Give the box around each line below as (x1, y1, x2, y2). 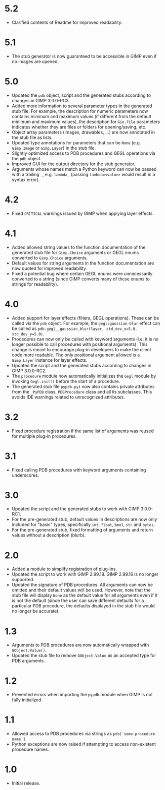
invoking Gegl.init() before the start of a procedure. (11, 378, 121, 384)
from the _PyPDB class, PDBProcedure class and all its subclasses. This (11, 389, 152, 395)
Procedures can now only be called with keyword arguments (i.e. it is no (11, 336, 159, 342)
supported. (11, 577, 35, 583)
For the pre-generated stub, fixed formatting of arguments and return (11, 527, 153, 533)
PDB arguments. (11, 658, 45, 664)
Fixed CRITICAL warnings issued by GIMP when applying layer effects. (11, 210, 154, 216)
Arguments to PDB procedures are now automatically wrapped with (11, 642, 149, 648)
